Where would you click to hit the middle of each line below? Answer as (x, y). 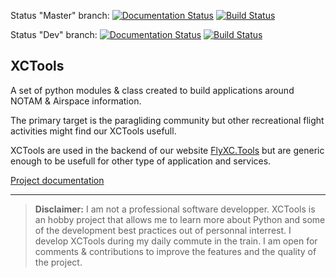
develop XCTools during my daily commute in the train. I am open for (176, 241)
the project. (58, 262)
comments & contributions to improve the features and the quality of (175, 251)
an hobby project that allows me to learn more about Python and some (180, 219)
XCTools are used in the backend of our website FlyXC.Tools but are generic (167, 150)
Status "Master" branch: (60, 15)
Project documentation (57, 180)
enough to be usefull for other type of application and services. (141, 161)
